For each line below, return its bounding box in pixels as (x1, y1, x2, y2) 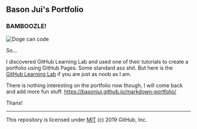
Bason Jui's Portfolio (6, 5, 84, 15)
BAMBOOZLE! (6, 22, 47, 30)
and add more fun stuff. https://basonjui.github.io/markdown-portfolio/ (6, 88, 177, 95)
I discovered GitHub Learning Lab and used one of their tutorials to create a (6, 58, 189, 65)
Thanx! (6, 99, 23, 106)
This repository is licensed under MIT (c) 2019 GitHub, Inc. (6, 116, 148, 123)
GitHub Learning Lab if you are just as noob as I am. (6, 70, 132, 78)
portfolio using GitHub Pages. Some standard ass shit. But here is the (6, 64, 173, 71)
